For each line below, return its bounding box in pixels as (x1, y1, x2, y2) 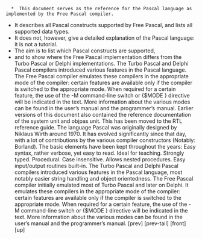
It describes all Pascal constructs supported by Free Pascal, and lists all (14, 22, 193, 28)
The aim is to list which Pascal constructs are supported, (14, 47, 156, 54)
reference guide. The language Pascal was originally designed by (14, 124, 177, 131)
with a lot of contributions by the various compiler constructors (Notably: (14, 137, 195, 144)
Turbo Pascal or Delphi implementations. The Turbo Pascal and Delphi (14, 60, 189, 67)
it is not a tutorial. (14, 41, 58, 48)
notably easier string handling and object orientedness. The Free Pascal (14, 175, 194, 182)
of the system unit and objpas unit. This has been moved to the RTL (14, 117, 183, 125)
